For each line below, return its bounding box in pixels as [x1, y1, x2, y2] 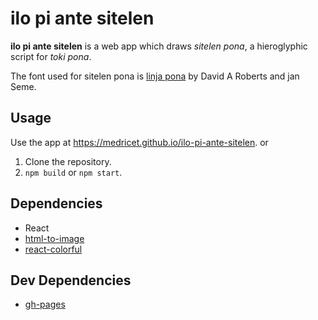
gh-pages [24, 298, 66, 311]
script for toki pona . [10, 50, 92, 62]
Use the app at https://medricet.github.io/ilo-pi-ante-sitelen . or [10, 136, 269, 148]
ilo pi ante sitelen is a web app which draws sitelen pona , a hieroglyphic [10, 40, 308, 52]
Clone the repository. [24, 155, 112, 167]
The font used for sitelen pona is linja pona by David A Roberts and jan [10, 70, 300, 82]
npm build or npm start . [24, 166, 123, 178]
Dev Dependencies [10, 272, 132, 289]
